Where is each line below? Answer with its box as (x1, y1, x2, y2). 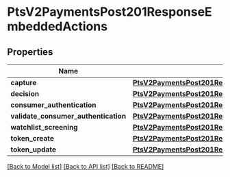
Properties (7, 46, 53, 58)
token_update (10, 145, 57, 154)
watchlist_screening (10, 123, 78, 132)
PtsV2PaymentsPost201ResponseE (7, 4, 212, 20)
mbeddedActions (7, 19, 108, 34)
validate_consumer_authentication (10, 111, 127, 121)
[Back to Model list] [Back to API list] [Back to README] (7, 163, 164, 170)
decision (10, 89, 40, 98)
